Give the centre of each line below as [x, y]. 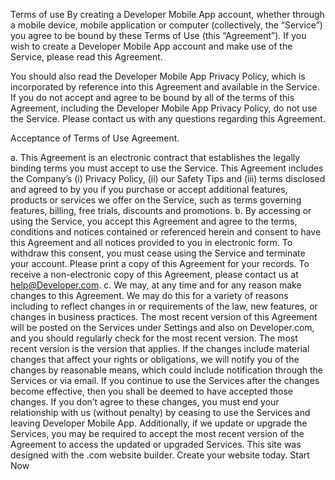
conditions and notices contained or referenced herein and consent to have [166, 232]
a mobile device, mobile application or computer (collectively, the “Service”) [166, 25]
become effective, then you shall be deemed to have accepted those [152, 391]
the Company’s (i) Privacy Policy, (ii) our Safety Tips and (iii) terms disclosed [168, 178]
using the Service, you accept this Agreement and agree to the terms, [154, 221]
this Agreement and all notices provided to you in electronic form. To [151, 242]
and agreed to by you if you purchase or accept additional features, [149, 189]
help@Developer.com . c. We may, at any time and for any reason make [156, 285]
